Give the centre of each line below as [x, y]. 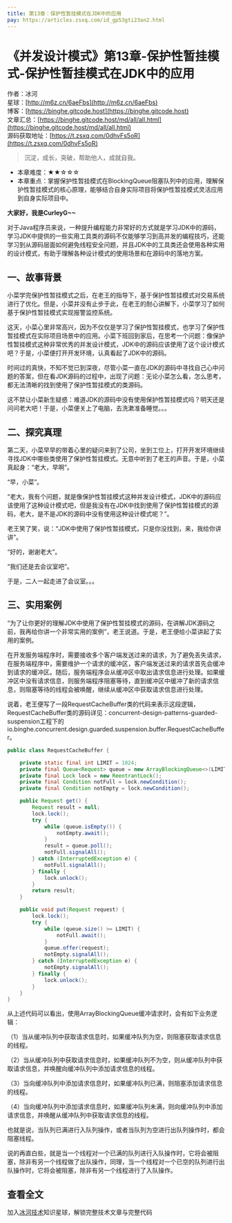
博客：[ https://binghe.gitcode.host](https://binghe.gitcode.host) [98, 111]
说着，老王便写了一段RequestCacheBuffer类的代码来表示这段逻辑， [103, 704]
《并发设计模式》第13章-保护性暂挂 [107, 56]
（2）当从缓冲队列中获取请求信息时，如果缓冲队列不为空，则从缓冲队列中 [112, 1060]
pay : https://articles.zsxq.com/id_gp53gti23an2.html [86, 20]
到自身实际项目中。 [45, 198]
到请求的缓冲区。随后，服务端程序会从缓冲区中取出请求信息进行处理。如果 [113, 672]
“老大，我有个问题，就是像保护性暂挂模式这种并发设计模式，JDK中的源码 [111, 497]
